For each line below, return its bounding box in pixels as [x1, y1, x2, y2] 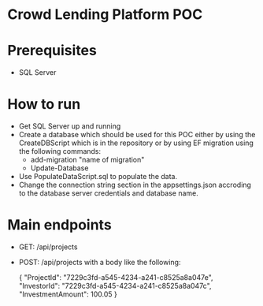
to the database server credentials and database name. [18, 188, 198, 198]
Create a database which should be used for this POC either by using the [18, 130, 256, 140]
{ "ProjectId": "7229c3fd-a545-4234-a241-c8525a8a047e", [18, 273, 213, 282]
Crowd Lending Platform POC [7, 6, 203, 24]
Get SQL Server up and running [18, 121, 121, 131]
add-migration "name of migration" [30, 155, 145, 165]
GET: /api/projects [18, 242, 78, 252]
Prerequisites [7, 42, 98, 60]
